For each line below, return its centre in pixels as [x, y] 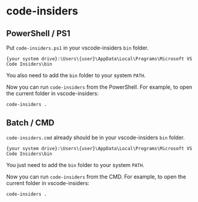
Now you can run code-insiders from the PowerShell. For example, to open [99, 87]
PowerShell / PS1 [38, 33]
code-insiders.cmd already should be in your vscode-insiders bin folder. [96, 137]
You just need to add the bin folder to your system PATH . [75, 165]
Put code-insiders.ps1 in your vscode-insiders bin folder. [78, 48]
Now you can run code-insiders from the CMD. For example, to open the [96, 177]
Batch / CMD [30, 123]
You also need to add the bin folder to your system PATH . [76, 75]
